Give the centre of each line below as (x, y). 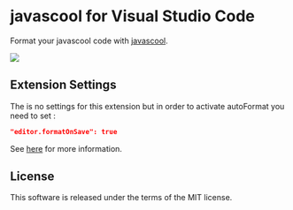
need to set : (33, 116)
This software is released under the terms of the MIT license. (121, 198)
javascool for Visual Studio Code (132, 16)
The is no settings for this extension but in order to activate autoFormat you (147, 106)
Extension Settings (63, 85)
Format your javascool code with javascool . (89, 41)
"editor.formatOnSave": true (64, 131)
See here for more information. (66, 148)
